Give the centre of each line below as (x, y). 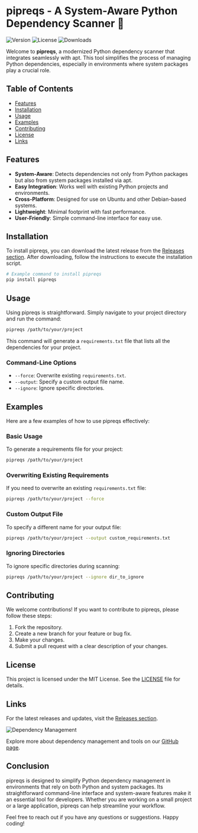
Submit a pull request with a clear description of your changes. (91, 646)
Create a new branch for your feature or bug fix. (73, 634)
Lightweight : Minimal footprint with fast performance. (80, 212)
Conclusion (28, 766)
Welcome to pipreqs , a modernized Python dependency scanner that (90, 51)
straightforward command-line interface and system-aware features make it (98, 793)
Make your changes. (40, 640)
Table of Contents (40, 89)
